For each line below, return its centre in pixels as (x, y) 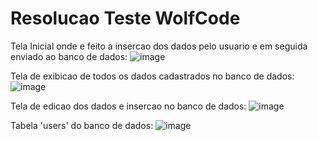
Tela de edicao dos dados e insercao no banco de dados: (128, 106)
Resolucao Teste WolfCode (125, 18)
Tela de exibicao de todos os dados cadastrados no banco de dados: (152, 76)
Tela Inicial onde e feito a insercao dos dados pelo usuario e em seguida (159, 46)
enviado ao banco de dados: (69, 56)
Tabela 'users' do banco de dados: (82, 125)
